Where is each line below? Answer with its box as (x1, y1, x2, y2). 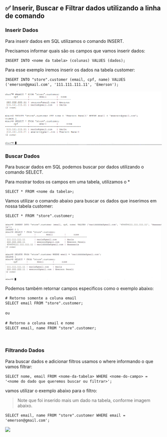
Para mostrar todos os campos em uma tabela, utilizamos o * (5, 179, 130, 185)
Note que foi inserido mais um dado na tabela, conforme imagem (17, 397, 151, 403)
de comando (5, 12, 45, 20)
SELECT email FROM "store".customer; (5, 301, 83, 306)
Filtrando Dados (5, 347, 45, 354)
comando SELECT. (5, 169, 44, 175)
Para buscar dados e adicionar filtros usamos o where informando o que (5, 358, 154, 364)
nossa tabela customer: (5, 203, 53, 209)
